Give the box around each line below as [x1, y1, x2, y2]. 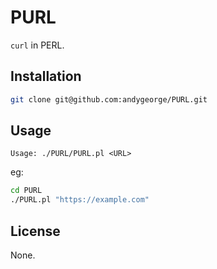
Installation [10, 68, 82, 85]
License [10, 222, 61, 240]
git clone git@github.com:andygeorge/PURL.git [10, 94, 208, 105]
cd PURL [10, 186, 43, 196]
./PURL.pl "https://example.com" [10, 195, 150, 205]
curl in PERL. [10, 39, 65, 51]
